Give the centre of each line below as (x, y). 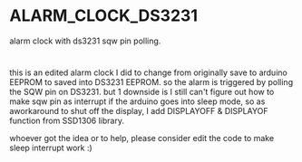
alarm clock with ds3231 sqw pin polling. (85, 41)
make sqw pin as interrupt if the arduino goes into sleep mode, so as (137, 101)
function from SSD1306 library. (67, 121)
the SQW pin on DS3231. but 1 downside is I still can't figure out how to (142, 92)
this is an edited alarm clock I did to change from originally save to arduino (148, 72)
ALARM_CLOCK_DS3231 (103, 16)
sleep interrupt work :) (51, 148)
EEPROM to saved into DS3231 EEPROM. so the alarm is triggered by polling (151, 82)
